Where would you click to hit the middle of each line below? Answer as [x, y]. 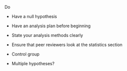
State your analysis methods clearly [47, 35]
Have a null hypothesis [34, 16]
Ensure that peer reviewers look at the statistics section [67, 45]
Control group [25, 54]
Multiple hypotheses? [33, 63]
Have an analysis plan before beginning [51, 26]
